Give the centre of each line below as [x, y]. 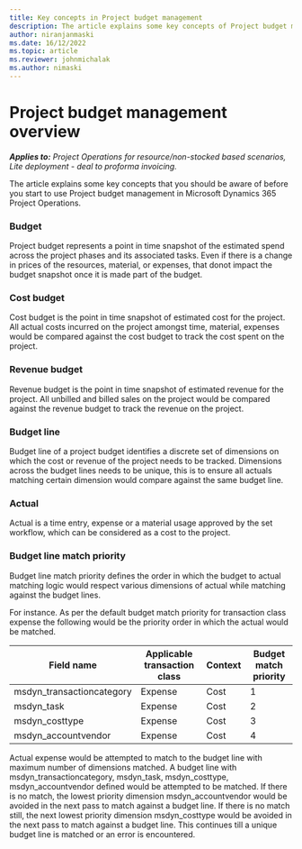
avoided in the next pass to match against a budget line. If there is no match [150, 805]
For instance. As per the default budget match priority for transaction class [148, 612]
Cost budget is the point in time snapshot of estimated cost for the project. [147, 317]
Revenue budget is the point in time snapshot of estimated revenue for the [147, 389]
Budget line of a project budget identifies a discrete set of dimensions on [144, 451]
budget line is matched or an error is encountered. [102, 834]
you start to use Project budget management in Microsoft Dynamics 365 [143, 193]
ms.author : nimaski [46, 68]
